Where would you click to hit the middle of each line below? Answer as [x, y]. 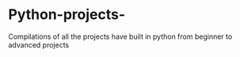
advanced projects [39, 44]
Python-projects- [67, 15]
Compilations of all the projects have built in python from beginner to [120, 36]
